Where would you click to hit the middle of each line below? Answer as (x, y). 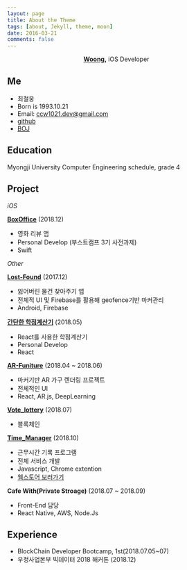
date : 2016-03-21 (32, 33)
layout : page (26, 14)
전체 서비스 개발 (38, 461)
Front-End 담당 (38, 505)
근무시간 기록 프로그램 (47, 452)
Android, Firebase (43, 308)
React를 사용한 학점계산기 (52, 337)
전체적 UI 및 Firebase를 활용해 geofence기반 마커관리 (90, 300)
